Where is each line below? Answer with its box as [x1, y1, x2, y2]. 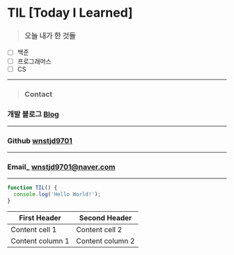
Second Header [79, 213, 132, 223]
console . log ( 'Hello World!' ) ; [13, 191, 101, 198]
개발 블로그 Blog [7, 109, 59, 119]
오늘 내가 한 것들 [24, 31, 76, 41]
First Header [18, 213, 61, 223]
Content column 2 [76, 236, 135, 246]
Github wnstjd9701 [7, 136, 73, 146]
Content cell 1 [10, 225, 57, 235]
